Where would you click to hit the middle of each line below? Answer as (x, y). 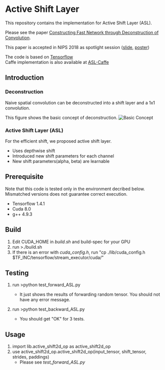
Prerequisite (24, 177)
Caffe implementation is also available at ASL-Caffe (57, 62)
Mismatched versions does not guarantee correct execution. (66, 194)
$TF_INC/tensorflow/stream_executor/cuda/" (58, 257)
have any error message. (45, 300)
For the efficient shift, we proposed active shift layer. (58, 141)
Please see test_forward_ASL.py (52, 362)
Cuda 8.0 (21, 209)
